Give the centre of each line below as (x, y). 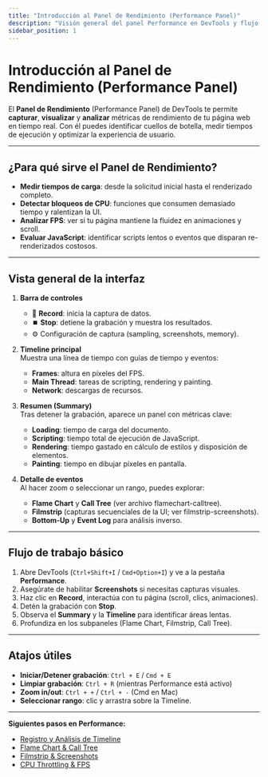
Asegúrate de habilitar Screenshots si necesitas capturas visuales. (130, 589)
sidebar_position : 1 (43, 30)
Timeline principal (51, 349)
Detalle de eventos (51, 479)
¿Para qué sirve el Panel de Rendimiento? (113, 167)
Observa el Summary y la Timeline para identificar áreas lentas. (125, 614)
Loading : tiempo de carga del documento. (101, 429)
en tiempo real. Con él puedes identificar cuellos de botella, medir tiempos (130, 126)
